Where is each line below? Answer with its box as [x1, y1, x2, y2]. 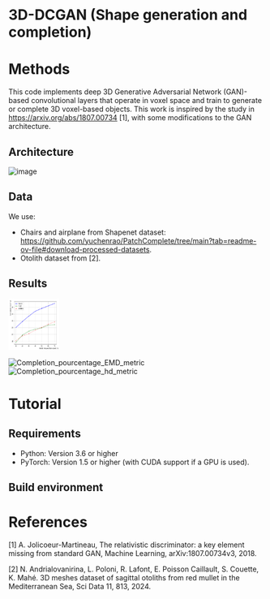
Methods [8, 60, 71, 79]
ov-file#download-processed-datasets [19, 244, 150, 254]
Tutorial [8, 394, 62, 413]
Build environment [8, 480, 104, 494]
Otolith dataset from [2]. [19, 253, 101, 263]
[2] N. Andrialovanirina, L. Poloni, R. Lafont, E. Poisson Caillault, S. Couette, [8, 564, 259, 574]
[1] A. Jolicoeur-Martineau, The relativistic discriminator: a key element [8, 540, 245, 549]
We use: [8, 211, 36, 221]
